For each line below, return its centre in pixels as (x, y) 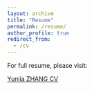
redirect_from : (29, 39)
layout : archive (30, 13)
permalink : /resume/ (37, 26)
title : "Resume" (30, 20)
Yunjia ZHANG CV (33, 79)
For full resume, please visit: (47, 65)
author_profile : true (38, 33)
